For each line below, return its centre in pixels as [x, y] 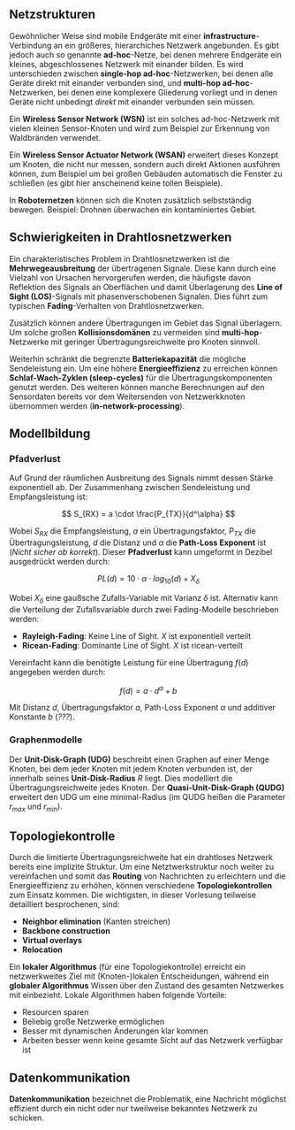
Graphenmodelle [46, 740]
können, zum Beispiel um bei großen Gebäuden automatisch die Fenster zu [146, 173]
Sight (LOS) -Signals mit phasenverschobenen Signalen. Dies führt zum [139, 296]
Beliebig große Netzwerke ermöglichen [93, 1022]
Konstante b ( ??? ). [42, 717]
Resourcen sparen [55, 1012]
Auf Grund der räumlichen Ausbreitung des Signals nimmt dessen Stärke [141, 478]
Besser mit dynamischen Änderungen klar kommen [115, 1031]
